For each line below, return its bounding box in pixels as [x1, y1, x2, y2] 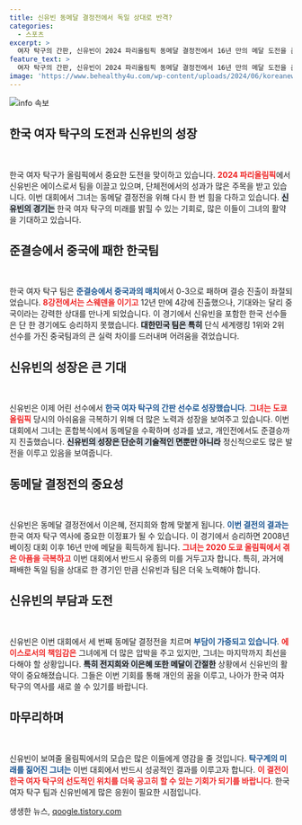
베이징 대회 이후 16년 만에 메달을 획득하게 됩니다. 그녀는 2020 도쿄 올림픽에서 [9, 542, 281, 553]
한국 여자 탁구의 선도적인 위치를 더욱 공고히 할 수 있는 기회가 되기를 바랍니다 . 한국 [9, 775, 290, 786]
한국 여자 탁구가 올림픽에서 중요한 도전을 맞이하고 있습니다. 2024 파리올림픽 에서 [9, 169, 291, 180]
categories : [9, 22, 54, 31]
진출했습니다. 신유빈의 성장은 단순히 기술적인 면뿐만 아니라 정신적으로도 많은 [18, 437, 284, 448]
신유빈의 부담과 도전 [9, 593, 113, 608]
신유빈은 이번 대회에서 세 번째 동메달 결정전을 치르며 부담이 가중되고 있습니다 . [9, 635, 280, 647]
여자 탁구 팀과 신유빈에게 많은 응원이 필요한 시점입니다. [9, 786, 201, 797]
